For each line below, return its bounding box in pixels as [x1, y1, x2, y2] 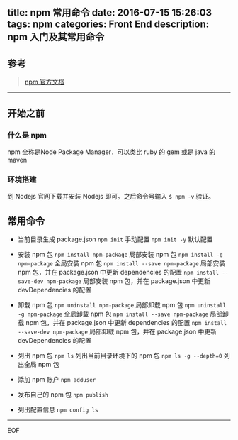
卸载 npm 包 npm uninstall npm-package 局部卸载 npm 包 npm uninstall [17, 301, 227, 309]
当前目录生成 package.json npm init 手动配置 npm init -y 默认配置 [17, 235, 213, 243]
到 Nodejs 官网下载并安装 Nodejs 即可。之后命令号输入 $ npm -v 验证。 [7, 192, 215, 201]
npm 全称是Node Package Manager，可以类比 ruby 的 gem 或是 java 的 [7, 148, 216, 156]
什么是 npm [7, 130, 47, 140]
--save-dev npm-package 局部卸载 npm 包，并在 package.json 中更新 [17, 327, 217, 336]
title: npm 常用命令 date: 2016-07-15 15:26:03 [7, 6, 212, 19]
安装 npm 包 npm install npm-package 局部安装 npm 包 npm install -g [17, 251, 223, 258]
